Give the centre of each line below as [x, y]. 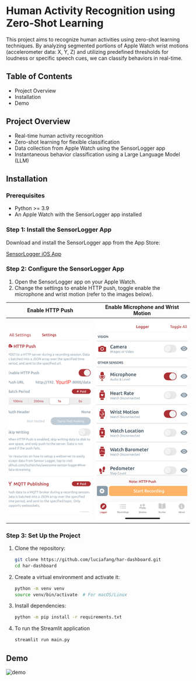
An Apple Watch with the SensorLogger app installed [78, 214]
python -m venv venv [39, 588]
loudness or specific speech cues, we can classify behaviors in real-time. [94, 58]
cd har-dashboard [36, 566]
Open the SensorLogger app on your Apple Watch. [75, 282]
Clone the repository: [40, 548]
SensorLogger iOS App [34, 254]
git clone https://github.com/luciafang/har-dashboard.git [88, 559]
